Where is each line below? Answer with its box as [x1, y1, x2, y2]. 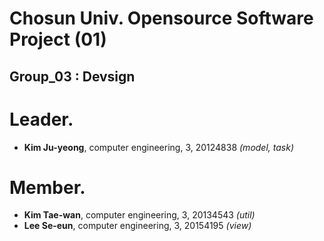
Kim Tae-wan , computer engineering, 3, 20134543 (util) [23, 209, 256, 221]
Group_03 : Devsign [9, 68, 136, 85]
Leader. [9, 108, 74, 131]
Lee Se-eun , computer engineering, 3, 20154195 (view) [23, 220, 252, 232]
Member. [9, 176, 86, 199]
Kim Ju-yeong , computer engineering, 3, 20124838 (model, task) [23, 141, 295, 153]
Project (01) [9, 28, 107, 51]
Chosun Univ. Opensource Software [9, 7, 314, 30]
